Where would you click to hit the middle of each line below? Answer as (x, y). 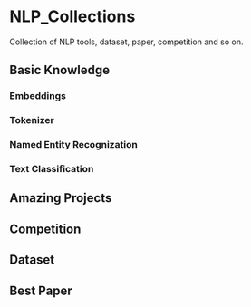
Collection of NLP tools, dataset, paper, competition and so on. (126, 42)
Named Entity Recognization (73, 145)
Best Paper (41, 290)
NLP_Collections (72, 17)
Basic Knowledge (60, 70)
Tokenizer (32, 120)
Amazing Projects (61, 198)
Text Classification (52, 169)
